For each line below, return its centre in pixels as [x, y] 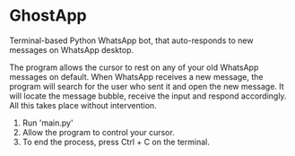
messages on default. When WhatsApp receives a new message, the [136, 76]
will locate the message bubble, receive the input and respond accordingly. [148, 96]
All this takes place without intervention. [83, 105]
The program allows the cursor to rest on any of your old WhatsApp [134, 67]
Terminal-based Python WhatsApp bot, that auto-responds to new [131, 40]
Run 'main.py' [48, 123]
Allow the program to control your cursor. [98, 132]
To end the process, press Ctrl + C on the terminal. [116, 142]
